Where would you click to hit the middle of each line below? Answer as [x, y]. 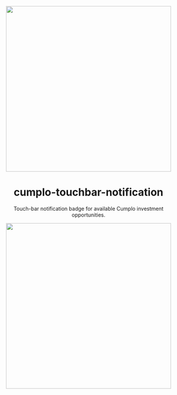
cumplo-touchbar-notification [88, 192]
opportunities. [88, 215]
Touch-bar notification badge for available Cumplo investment [88, 208]
